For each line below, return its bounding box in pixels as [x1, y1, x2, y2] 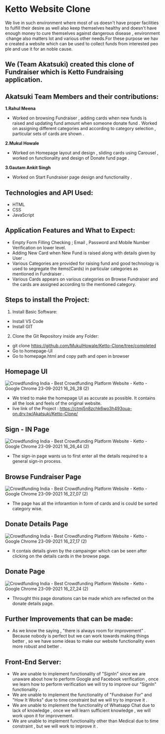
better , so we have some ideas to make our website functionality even [12, 638, 156, 644]
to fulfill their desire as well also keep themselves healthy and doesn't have [5, 25, 157, 31]
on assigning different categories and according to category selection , [12, 126, 156, 132]
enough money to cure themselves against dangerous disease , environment [5, 30, 160, 36]
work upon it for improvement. [12, 713, 74, 719]
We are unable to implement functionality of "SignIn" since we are [12, 671, 146, 677]
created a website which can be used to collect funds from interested [9, 40, 150, 46]
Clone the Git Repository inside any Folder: [12, 333, 99, 339]
